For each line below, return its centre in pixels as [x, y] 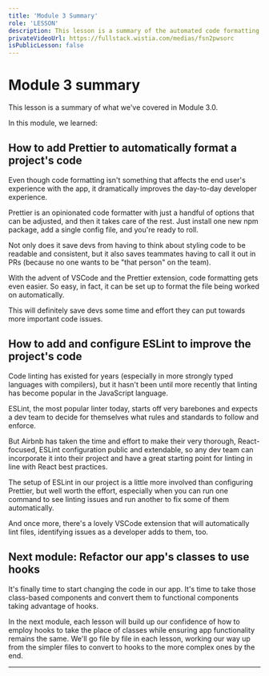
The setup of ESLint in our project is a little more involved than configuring [131, 482]
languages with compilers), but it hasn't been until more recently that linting [133, 384]
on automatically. [36, 294]
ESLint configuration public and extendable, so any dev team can [146, 449]
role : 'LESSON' [34, 23]
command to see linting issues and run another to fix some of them [119, 499]
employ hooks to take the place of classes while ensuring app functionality [132, 629]
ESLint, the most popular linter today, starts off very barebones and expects [133, 408]
